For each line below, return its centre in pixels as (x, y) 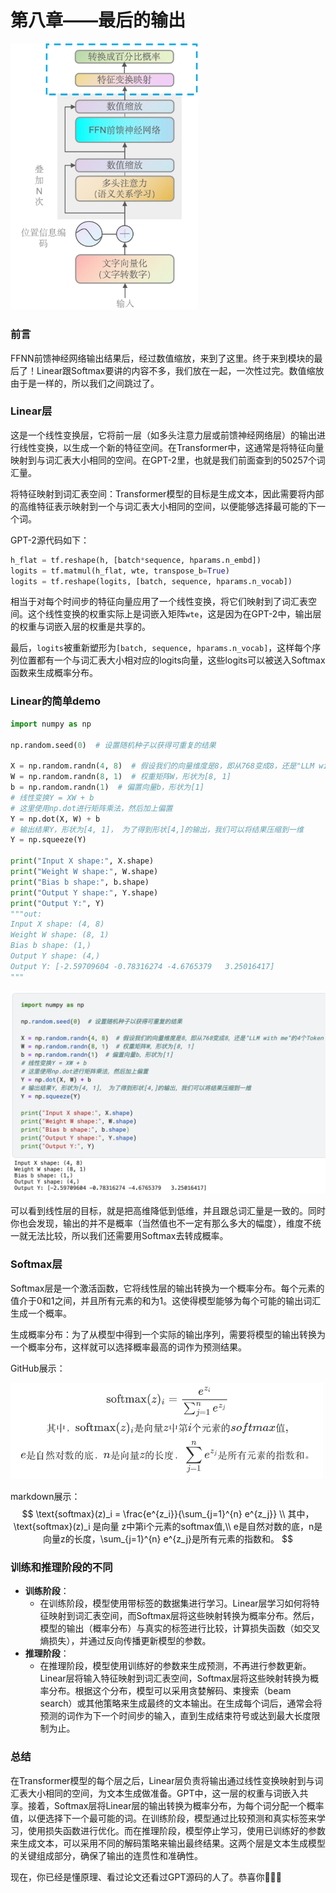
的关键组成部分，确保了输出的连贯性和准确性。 (106, 1855)
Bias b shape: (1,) (51, 946)
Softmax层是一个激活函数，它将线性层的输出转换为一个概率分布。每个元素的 (167, 1288)
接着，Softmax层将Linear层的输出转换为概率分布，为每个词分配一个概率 (176, 1805)
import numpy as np (51, 724)
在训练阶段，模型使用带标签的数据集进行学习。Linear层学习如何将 (175, 1603)
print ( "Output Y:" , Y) (57, 903)
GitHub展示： (38, 1368)
